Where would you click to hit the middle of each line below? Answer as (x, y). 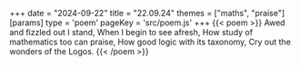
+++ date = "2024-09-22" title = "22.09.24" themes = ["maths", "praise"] (147, 13)
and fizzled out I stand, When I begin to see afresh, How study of (131, 32)
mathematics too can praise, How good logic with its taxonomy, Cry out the (150, 42)
